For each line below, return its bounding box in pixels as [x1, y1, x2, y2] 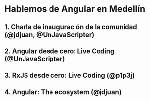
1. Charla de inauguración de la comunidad [4, 23, 137, 31]
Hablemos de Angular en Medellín [4, 3, 146, 15]
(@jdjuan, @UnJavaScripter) [4, 30, 95, 39]
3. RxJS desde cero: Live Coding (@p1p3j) [4, 71, 135, 80]
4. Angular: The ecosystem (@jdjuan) [4, 88, 122, 96]
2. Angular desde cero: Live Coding [4, 47, 115, 55]
